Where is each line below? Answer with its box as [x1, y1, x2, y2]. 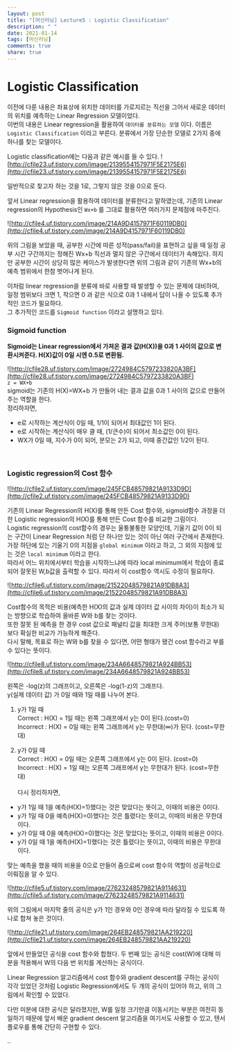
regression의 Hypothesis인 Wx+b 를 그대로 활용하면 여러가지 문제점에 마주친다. [7, 205, 221, 213]
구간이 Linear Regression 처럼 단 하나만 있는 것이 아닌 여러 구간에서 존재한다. [14, 532, 225, 541]
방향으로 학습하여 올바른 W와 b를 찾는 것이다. [14, 612, 137, 620]
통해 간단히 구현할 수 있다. [31, 1023, 102, 1031]
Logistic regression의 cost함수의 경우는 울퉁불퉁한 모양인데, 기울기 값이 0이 [7, 524, 215, 532]
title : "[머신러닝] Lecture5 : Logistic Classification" [7, 17, 170, 24]
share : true [7, 49, 42, 56]
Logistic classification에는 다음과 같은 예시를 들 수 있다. [7, 152, 159, 161]
